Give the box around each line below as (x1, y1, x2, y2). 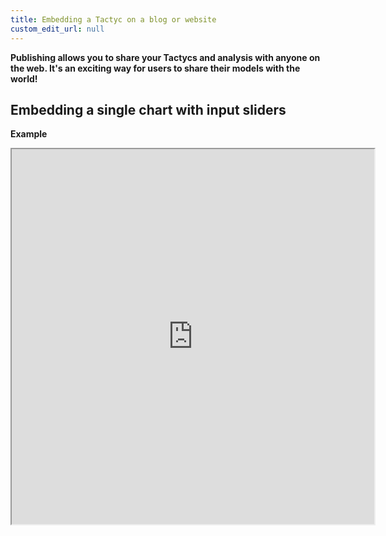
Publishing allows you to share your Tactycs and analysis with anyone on (10, 51, 321, 63)
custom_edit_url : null (10, 24, 105, 34)
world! (10, 72, 38, 85)
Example (10, 128, 48, 140)
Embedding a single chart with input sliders (10, 101, 287, 118)
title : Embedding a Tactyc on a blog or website (10, 14, 217, 25)
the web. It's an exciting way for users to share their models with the (10, 62, 301, 74)
